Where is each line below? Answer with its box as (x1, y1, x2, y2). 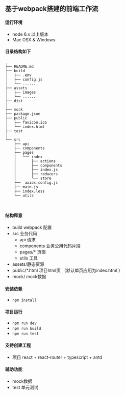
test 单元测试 (12, 384, 39, 390)
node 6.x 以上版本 (12, 31, 49, 37)
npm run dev (12, 321, 37, 326)
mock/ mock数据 (12, 274, 47, 279)
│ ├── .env (5, 73, 32, 78)
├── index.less (14, 189, 45, 194)
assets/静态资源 (12, 261, 45, 267)
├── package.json (5, 111, 41, 116)
